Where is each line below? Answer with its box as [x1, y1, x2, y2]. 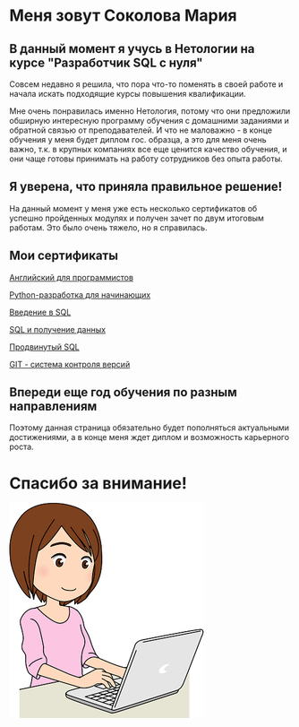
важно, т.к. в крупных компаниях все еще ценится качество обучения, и [9, 144, 287, 154]
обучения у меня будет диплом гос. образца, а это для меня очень [9, 134, 267, 144]
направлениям [9, 399, 98, 414]
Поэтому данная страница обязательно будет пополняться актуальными [9, 422, 289, 433]
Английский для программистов [9, 272, 134, 282]
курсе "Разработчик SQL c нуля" [9, 55, 203, 70]
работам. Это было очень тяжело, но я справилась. [9, 221, 208, 233]
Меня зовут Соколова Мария [9, 5, 237, 26]
